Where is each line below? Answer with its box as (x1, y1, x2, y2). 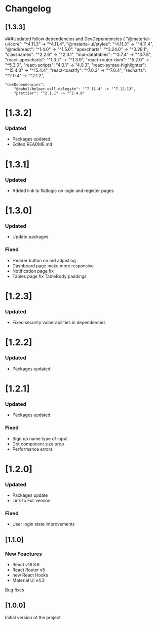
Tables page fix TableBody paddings (12, 273, 87, 279)
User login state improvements (12, 521, 75, 527)
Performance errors (12, 446, 53, 452)
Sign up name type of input (12, 435, 68, 441)
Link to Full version (12, 497, 51, 503)
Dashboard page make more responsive (12, 263, 94, 269)
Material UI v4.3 (12, 577, 45, 583)
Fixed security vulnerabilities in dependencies (12, 320, 106, 326)
